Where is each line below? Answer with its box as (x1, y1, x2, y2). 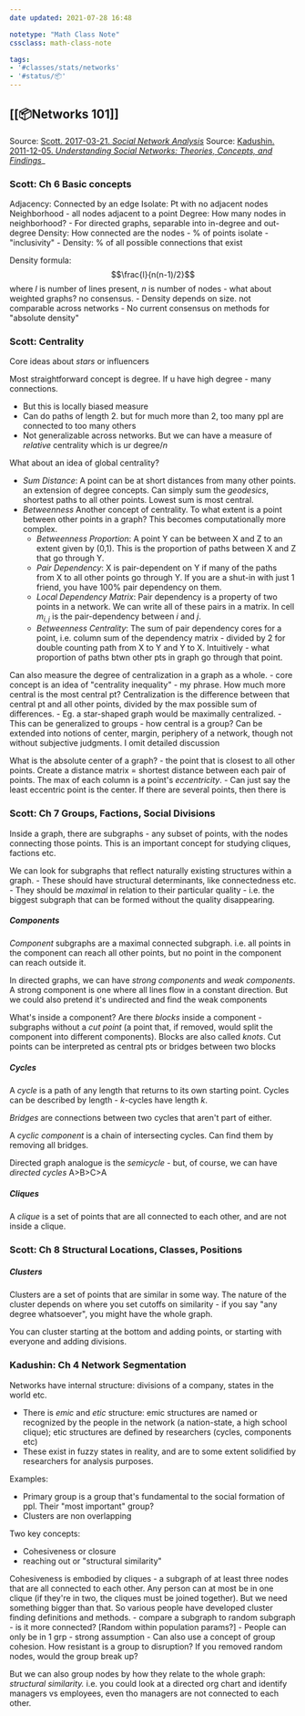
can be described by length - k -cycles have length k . (9, 1094, 208, 1105)
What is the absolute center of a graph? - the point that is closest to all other (9, 755, 296, 767)
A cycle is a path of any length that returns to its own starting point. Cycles (9, 1085, 290, 1096)
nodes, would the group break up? (9, 1650, 138, 1661)
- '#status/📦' (9, 72, 66, 81)
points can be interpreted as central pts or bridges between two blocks (9, 1041, 276, 1052)
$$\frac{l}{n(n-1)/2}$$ (110, 269, 196, 280)
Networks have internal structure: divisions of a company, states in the (9, 1379, 275, 1390)
